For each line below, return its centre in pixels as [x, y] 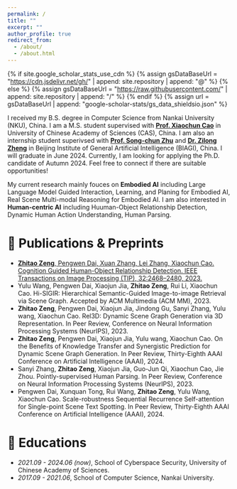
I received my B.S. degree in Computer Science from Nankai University [111, 117]
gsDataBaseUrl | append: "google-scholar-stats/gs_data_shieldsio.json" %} [118, 104]
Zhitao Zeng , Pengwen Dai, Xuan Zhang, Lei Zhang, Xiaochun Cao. [116, 263]
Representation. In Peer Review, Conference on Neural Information [115, 323]
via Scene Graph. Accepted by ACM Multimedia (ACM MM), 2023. [114, 301]
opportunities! [28, 171]
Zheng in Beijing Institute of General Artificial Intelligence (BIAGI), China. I [115, 148]
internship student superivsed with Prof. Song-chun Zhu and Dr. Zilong [112, 140]
